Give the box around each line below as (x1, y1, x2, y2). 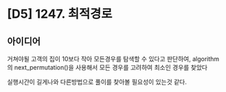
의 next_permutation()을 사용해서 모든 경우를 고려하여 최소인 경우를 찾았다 (7, 63, 208, 72)
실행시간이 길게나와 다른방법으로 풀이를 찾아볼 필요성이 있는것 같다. (7, 78, 187, 86)
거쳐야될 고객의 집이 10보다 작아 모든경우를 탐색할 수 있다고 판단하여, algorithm (7, 55, 220, 63)
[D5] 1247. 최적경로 (7, 6, 113, 22)
